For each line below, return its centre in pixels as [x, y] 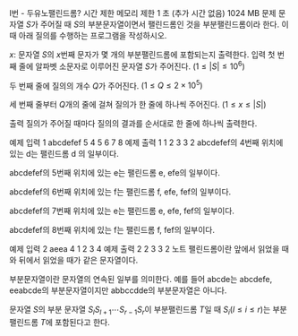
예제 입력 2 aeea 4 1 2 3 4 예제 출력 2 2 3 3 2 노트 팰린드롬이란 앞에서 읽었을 [145, 249]
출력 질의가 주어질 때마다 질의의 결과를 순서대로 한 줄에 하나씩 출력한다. [133, 124]
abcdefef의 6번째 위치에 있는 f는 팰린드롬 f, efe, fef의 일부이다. [120, 192]
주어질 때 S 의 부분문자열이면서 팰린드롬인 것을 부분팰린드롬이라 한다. [160, 24]
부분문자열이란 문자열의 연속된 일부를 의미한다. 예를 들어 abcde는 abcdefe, [141, 280]
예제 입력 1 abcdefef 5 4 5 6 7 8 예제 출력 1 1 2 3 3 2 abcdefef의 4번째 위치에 [146, 142]
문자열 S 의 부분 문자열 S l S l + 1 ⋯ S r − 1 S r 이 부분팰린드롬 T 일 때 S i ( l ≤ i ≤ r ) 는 [140, 310]
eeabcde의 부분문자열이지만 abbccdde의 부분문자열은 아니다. [118, 290]
